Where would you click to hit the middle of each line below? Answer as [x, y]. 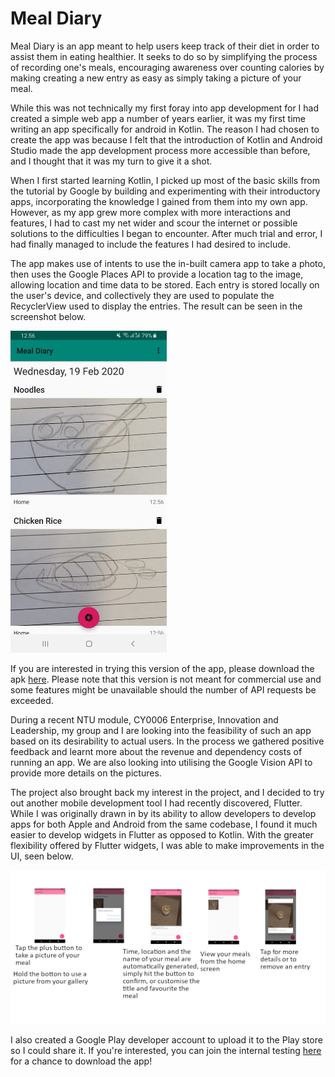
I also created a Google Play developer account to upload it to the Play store [166, 1040]
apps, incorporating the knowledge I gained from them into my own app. [159, 201]
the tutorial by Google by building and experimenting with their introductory [165, 191]
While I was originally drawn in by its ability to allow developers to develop [163, 814]
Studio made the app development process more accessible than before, [160, 150]
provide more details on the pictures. [86, 773]
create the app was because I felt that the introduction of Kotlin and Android [166, 139]
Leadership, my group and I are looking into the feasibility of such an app [161, 731]
